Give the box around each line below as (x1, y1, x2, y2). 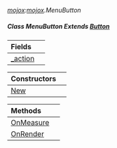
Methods (11, 105, 42, 115)
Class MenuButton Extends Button (7, 22, 110, 30)
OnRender (11, 129, 44, 139)
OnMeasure (11, 117, 50, 127)
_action (11, 53, 35, 63)
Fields (11, 41, 32, 51)
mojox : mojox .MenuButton (7, 6, 82, 14)
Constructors (11, 74, 57, 83)
